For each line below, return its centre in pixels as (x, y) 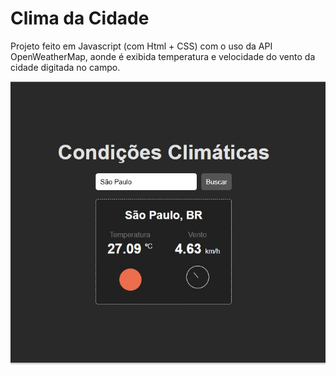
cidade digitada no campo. (65, 67)
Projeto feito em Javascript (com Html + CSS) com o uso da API (141, 46)
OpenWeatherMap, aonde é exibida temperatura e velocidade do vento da (163, 56)
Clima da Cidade (80, 18)
